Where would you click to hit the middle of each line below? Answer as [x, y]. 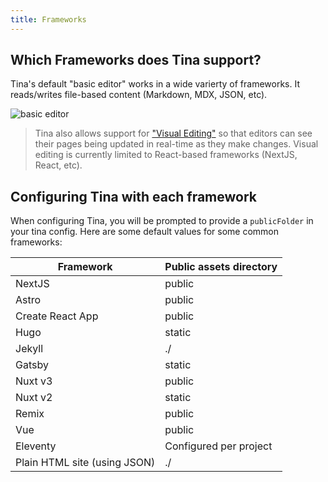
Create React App [57, 316]
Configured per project [218, 446]
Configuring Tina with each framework [133, 196]
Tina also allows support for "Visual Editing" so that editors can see [173, 133]
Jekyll [29, 349]
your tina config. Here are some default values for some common [145, 232]
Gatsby [32, 365]
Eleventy [36, 446]
